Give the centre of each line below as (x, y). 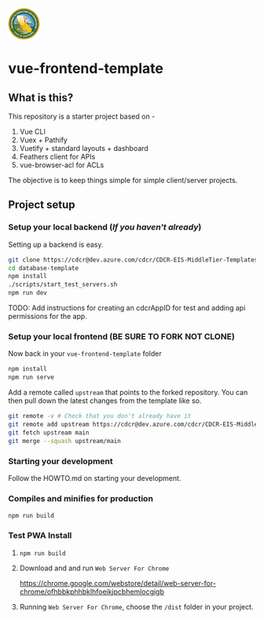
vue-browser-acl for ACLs (62, 165)
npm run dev (27, 293)
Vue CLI (32, 132)
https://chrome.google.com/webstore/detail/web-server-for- (117, 583)
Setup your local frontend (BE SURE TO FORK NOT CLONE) (122, 336)
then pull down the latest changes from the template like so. (105, 401)
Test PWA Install (40, 536)
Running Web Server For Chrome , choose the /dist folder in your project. (136, 606)
